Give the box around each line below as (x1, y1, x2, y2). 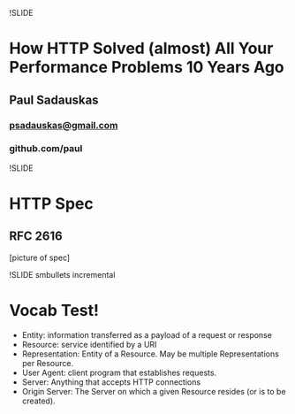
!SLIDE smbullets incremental (9, 269, 116, 280)
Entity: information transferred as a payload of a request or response (21, 329, 272, 340)
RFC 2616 (9, 229, 64, 244)
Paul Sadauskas (9, 92, 99, 107)
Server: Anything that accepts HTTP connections (21, 376, 201, 387)
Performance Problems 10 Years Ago (9, 57, 284, 78)
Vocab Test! (9, 300, 100, 320)
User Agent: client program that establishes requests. (21, 367, 217, 378)
